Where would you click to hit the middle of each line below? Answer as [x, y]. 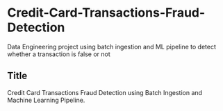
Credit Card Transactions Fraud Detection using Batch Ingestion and [105, 92]
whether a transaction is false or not [59, 54]
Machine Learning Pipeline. [46, 100]
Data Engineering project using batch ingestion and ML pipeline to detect [112, 46]
